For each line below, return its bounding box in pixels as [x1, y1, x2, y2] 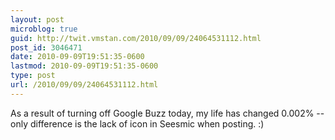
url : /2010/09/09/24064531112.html [10, 80, 159, 90]
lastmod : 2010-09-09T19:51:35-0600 [10, 61, 159, 71]
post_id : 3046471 [10, 42, 83, 53]
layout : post [10, 14, 65, 25]
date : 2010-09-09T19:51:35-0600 [10, 52, 145, 62]
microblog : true [10, 24, 78, 34]
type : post [10, 71, 56, 81]
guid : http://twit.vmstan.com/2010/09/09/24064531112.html [10, 33, 262, 43]
